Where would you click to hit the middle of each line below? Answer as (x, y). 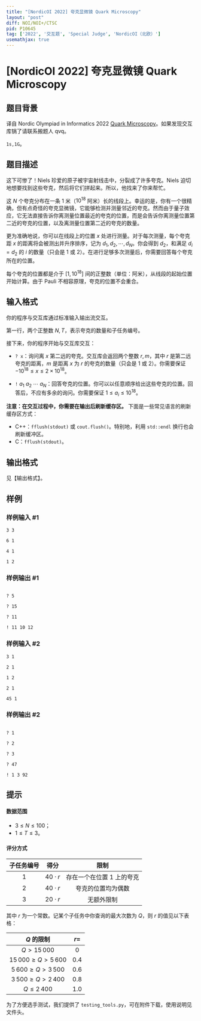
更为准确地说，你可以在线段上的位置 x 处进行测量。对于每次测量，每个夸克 (98, 236)
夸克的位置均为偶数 (103, 888)
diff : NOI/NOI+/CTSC (32, 23)
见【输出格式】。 (26, 478)
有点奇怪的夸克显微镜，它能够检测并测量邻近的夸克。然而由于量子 (103, 208)
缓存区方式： (22, 414)
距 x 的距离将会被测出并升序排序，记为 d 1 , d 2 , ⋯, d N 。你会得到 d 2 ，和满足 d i (99, 244)
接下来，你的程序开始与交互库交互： (51, 343)
